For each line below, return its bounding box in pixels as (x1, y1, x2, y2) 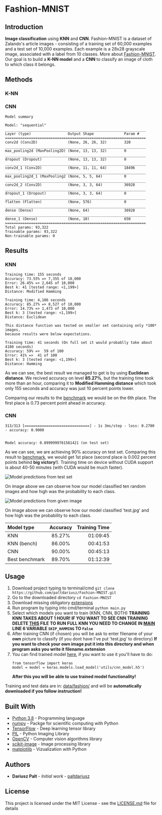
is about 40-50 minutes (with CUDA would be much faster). (5, 464, 123, 470)
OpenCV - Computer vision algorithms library (12, 736, 103, 742)
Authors (5, 760, 30, 769)
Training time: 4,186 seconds (5, 298, 66, 302)
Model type (7, 524, 35, 531)
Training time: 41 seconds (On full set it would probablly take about (5, 340, 152, 345)
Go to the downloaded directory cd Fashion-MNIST (12, 595, 112, 601)
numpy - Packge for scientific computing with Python (12, 721, 118, 726)
